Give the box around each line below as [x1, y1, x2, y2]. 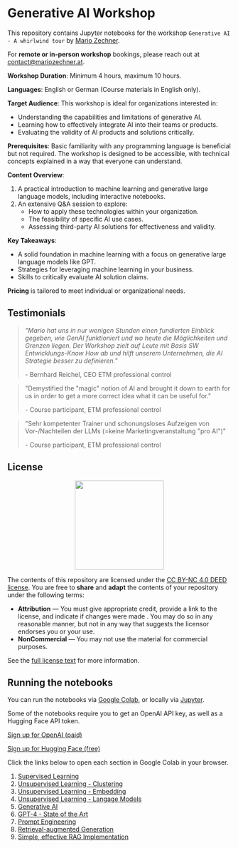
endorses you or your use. [17, 627, 95, 636]
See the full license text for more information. [7, 656, 140, 664]
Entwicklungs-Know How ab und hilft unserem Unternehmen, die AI [24, 348, 223, 357]
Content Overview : [7, 170, 65, 179]
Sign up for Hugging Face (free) [7, 745, 101, 753]
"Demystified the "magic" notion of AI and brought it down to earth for [24, 383, 231, 393]
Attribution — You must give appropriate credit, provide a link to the [17, 604, 218, 613]
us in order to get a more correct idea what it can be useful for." [24, 391, 212, 400]
